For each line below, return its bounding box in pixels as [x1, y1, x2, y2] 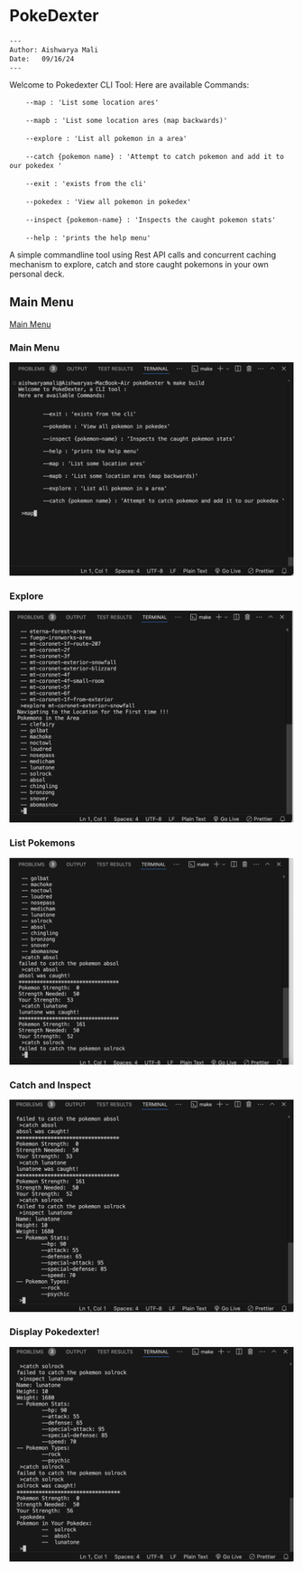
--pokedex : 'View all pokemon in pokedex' [25, 197, 192, 206]
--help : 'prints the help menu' [25, 233, 151, 242]
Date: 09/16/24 [9, 54, 75, 63]
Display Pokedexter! [9, 1325, 100, 1338]
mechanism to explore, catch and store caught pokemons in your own [9, 258, 269, 269]
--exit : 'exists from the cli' [25, 179, 147, 188]
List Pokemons [9, 837, 76, 849]
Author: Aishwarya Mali [9, 45, 99, 54]
